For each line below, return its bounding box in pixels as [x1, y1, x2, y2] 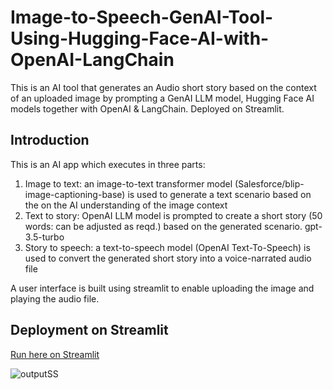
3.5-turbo [24, 231, 65, 243]
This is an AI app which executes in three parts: [10, 158, 206, 170]
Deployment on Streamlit [10, 322, 169, 339]
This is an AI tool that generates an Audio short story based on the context [10, 81, 317, 93]
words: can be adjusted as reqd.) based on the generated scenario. [24, 220, 303, 232]
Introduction [10, 132, 90, 149]
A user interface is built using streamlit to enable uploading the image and [10, 282, 315, 294]
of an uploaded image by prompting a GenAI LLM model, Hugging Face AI [10, 92, 315, 104]
